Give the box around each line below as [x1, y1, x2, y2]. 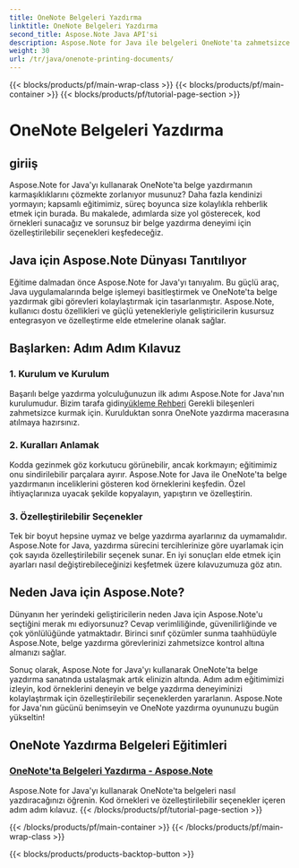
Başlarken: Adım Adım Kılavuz [9, 341, 182, 357]
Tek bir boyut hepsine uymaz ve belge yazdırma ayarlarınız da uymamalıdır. [9, 530, 287, 542]
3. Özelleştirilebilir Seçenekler [9, 510, 143, 522]
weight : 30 [9, 47, 50, 56]
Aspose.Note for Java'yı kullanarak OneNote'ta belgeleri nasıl [9, 785, 236, 795]
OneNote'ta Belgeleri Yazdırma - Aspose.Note [9, 765, 213, 778]
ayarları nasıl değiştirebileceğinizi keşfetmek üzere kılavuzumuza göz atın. [9, 559, 283, 570]
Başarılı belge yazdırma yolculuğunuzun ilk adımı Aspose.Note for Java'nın [9, 388, 285, 399]
